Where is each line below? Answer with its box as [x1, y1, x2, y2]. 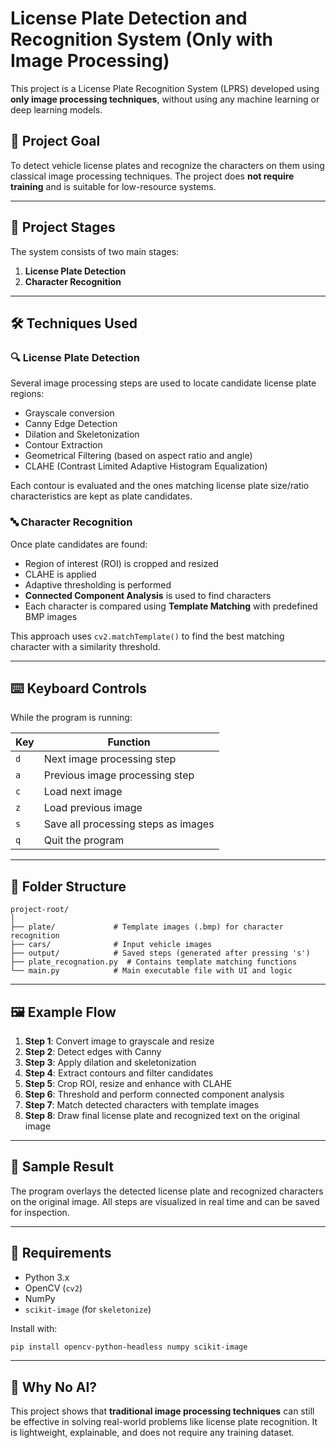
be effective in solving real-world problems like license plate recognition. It [10, 1416, 318, 1428]
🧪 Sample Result [10, 1158, 114, 1176]
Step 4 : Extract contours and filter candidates [24, 1067, 214, 1079]
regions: [10, 388, 45, 400]
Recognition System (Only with [10, 28, 273, 51]
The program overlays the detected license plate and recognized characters [10, 1185, 324, 1197]
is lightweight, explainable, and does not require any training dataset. [10, 1427, 295, 1439]
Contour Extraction [24, 439, 103, 451]
